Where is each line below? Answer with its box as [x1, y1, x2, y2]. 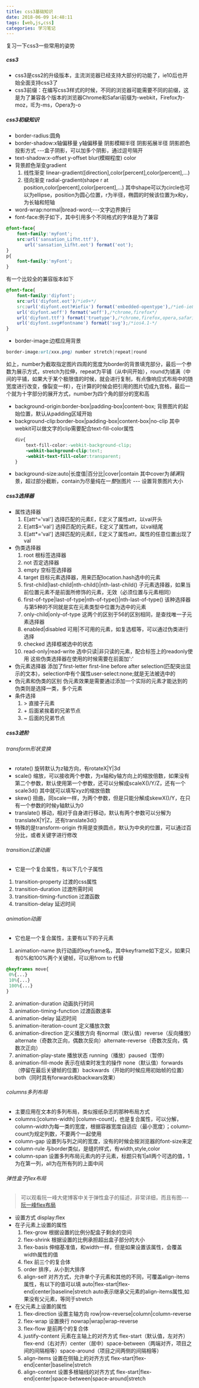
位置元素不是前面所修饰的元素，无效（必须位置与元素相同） [28, 589, 175, 596]
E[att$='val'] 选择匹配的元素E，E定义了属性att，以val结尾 [23, 523, 163, 530]
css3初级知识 [6, 116, 40, 123]
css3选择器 [6, 492, 34, 499]
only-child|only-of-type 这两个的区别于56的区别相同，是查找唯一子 [23, 611, 187, 618]
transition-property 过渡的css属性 [14, 878, 98, 886]
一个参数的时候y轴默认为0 [20, 802, 84, 809]
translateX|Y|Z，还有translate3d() [14, 816, 97, 823]
